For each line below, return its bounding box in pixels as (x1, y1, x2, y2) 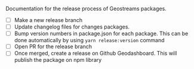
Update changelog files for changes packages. (14, 23, 130, 30)
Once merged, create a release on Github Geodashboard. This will (14, 50, 177, 57)
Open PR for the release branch (14, 43, 93, 50)
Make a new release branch (14, 17, 83, 23)
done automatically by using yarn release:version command (14, 37, 165, 44)
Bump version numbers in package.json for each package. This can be (14, 30, 189, 37)
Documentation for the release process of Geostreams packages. (5, 5, 167, 12)
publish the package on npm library (14, 57, 102, 64)
